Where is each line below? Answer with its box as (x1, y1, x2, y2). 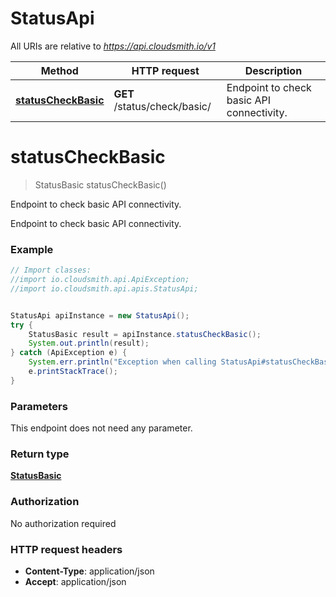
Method (40, 63, 79, 77)
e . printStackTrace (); (28, 367, 118, 377)
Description (244, 63, 303, 77)
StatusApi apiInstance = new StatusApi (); (10, 310, 190, 321)
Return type (10, 447, 70, 461)
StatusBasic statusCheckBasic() (34, 178, 167, 191)
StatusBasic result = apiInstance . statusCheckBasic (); (28, 329, 262, 339)
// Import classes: (10, 265, 92, 276)
